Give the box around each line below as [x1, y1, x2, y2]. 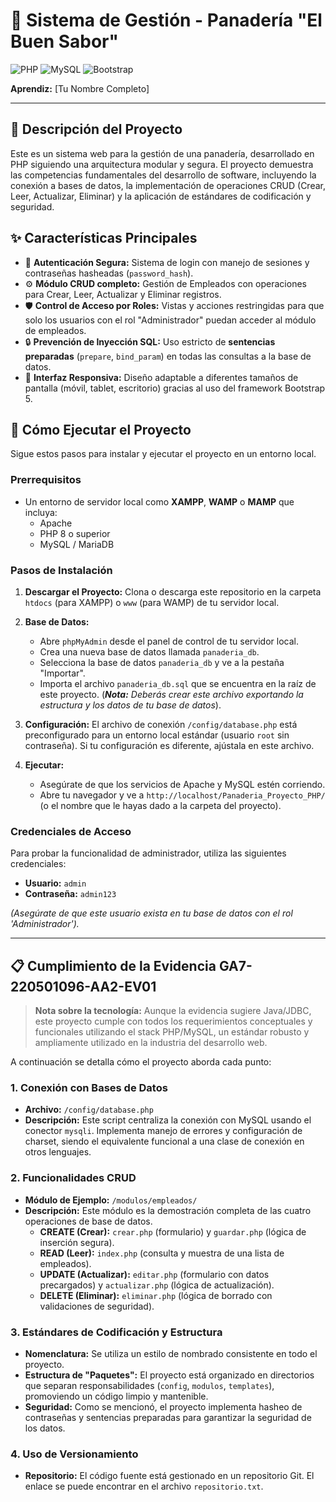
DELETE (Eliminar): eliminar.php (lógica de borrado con [39, 1289, 273, 1301]
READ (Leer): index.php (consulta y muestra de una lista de [39, 1247, 285, 1259]
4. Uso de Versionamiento [10, 1447, 139, 1461]
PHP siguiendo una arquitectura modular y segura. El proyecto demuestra [10, 158, 314, 170]
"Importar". [39, 667, 86, 679]
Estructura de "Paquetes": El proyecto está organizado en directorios [24, 1369, 315, 1381]
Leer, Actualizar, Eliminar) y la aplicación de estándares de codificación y [10, 190, 312, 202]
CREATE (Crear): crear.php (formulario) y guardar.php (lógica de [39, 1225, 307, 1238]
